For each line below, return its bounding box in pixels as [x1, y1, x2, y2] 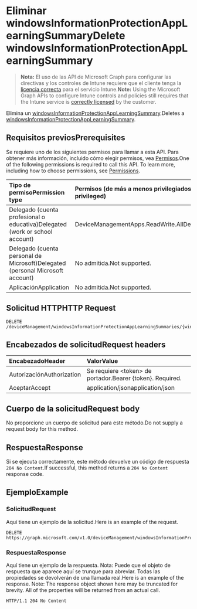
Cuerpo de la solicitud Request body [6, 403, 140, 414]
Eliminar [6, 4, 47, 18]
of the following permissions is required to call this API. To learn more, [6, 161, 175, 168]
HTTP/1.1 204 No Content [6, 598, 67, 604]
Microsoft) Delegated [9, 259, 66, 267]
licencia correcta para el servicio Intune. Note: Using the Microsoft [20, 86, 181, 93]
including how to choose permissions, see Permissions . [6, 167, 141, 174]
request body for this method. [6, 426, 78, 433]
